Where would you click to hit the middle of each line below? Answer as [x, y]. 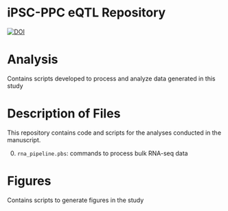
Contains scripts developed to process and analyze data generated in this [111, 78]
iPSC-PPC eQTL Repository [87, 13]
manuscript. [24, 140]
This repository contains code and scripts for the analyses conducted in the [114, 133]
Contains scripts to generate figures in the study [76, 200]
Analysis [33, 59]
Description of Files [64, 114]
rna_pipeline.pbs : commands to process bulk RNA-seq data [102, 153]
